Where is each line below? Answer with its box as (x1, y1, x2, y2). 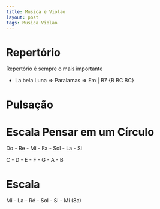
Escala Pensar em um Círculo (6, 125, 155, 139)
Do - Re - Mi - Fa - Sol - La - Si (6, 145, 83, 152)
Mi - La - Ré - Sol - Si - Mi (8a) (6, 197, 82, 204)
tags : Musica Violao (6, 20, 58, 26)
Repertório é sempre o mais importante (6, 65, 103, 72)
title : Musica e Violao (6, 8, 66, 15)
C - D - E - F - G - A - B (6, 156, 64, 164)
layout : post (6, 14, 39, 20)
